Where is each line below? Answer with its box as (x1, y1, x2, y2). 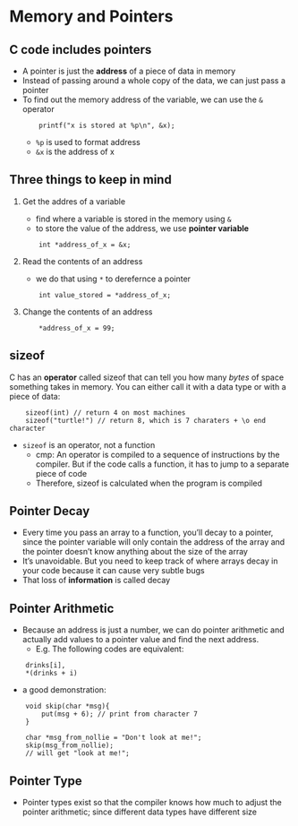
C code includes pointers (9, 42, 152, 57)
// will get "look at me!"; (25, 749, 130, 758)
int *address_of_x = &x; (38, 240, 132, 249)
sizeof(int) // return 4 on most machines (25, 408, 186, 417)
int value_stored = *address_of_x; (38, 290, 172, 299)
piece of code (35, 468, 88, 478)
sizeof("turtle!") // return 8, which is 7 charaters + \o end (25, 416, 267, 425)
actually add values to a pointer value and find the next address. (21, 634, 260, 645)
